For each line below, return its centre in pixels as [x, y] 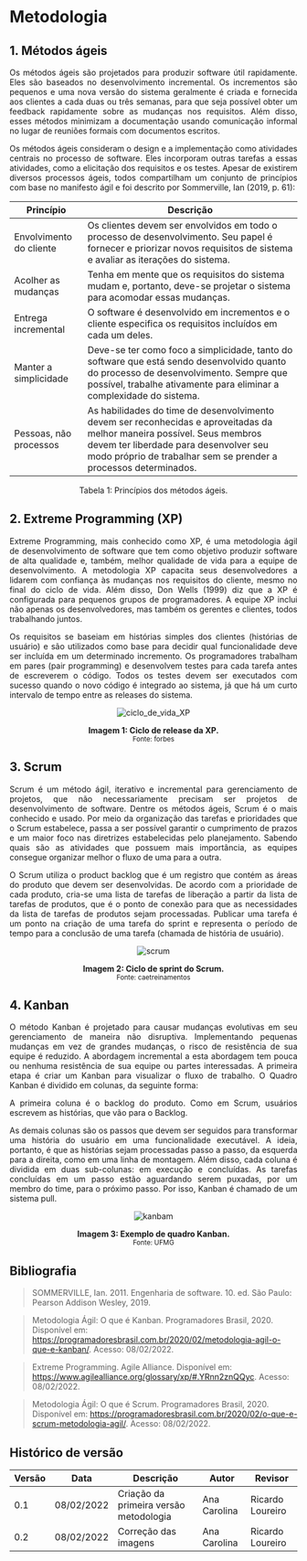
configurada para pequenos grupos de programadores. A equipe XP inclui [153, 599]
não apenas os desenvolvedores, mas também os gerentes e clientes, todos [153, 609]
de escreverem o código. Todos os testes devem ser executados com [153, 675]
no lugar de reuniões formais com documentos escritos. [115, 131]
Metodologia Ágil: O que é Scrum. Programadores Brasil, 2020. [150, 1405]
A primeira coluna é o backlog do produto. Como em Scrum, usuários [153, 1103]
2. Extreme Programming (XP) [96, 519]
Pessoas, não [43, 433]
